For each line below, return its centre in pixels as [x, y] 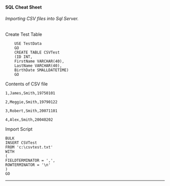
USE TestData [28, 43]
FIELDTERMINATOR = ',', [30, 160]
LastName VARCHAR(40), [38, 66]
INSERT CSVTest [21, 143]
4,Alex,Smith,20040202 [29, 120]
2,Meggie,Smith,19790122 [31, 102]
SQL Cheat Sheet [24, 7]
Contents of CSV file [27, 84]
